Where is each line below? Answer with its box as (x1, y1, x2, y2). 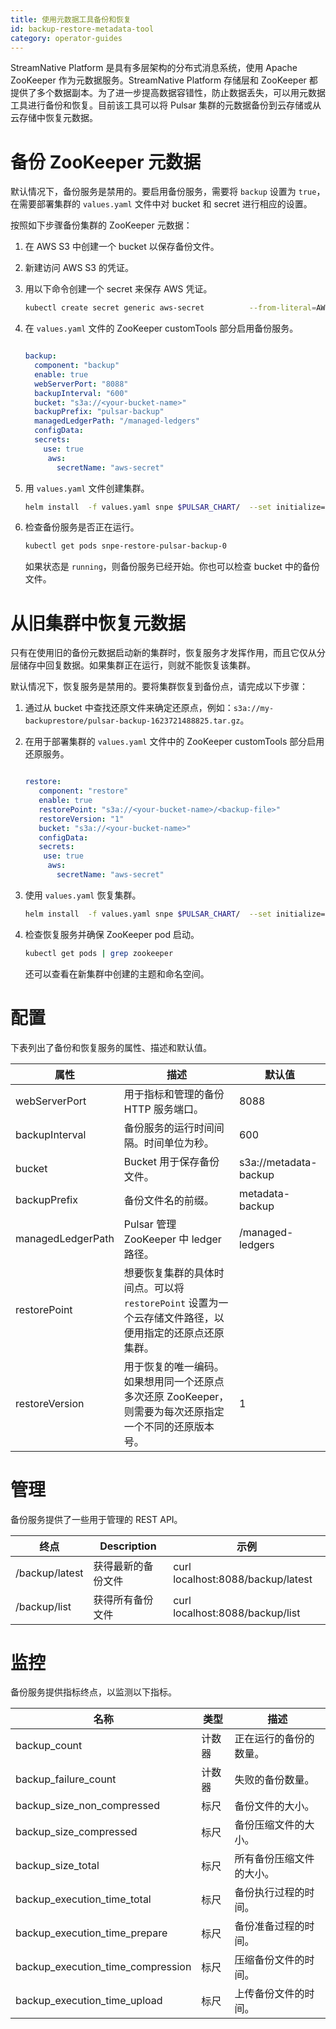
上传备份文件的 (234, 1987, 305, 2001)
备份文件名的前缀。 (123, 1193, 215, 1207)
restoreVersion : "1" (38, 814, 125, 824)
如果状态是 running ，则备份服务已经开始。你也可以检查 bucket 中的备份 (24, 561, 320, 573)
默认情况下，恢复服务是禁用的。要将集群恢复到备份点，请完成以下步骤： (10, 681, 308, 693)
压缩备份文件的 (234, 1953, 305, 1967)
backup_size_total (15, 1859, 100, 1873)
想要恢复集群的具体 (123, 1266, 215, 1280)
